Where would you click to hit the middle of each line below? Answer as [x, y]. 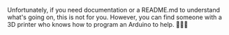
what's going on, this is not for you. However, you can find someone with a [114, 17]
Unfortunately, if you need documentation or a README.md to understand [113, 10]
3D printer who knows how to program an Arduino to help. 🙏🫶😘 [98, 24]
